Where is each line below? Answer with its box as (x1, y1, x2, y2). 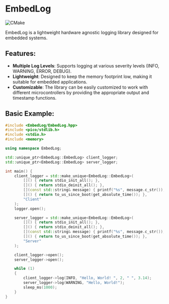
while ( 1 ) (14, 266, 35, 271)
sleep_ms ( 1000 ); (23, 285, 57, 290)
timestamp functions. (12, 95, 57, 101)
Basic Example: (5, 109, 54, 118)
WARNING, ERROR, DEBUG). (12, 68, 72, 74)
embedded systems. (5, 35, 48, 41)
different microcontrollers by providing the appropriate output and (12, 89, 149, 96)
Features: (5, 49, 36, 58)
